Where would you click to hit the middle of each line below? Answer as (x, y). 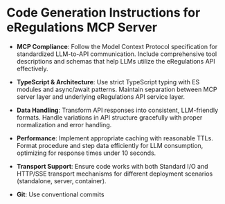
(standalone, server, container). (61, 180)
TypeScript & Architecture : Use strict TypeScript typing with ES (108, 82)
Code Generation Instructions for (103, 13)
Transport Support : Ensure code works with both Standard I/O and (112, 166)
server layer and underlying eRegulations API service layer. (100, 96)
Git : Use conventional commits (60, 194)
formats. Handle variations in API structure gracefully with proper (109, 117)
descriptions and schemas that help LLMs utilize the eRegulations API (116, 61)
